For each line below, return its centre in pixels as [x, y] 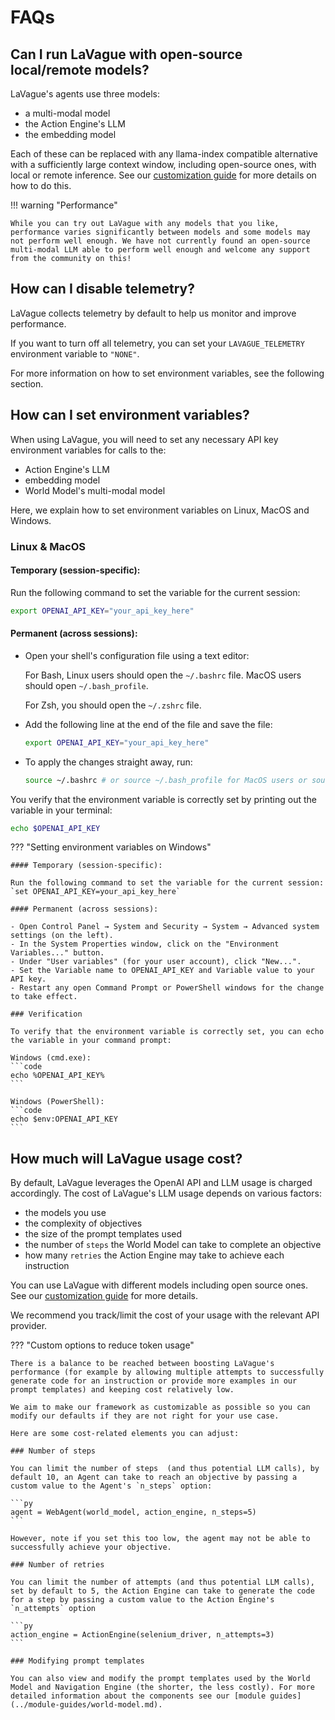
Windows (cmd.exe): [51, 1058]
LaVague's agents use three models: [85, 94]
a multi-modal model [67, 113]
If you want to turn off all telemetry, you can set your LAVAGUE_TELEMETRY [157, 343]
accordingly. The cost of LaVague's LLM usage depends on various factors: [166, 1193]
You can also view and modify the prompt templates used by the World [160, 1679]
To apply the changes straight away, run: [108, 762]
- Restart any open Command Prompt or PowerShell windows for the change [167, 988]
